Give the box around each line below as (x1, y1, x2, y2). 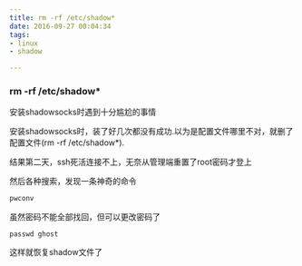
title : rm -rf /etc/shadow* (9, 13, 116, 23)
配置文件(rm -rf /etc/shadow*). (9, 137, 125, 148)
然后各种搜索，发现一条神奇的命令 (9, 176, 137, 187)
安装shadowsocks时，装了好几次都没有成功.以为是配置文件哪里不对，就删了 (9, 126, 294, 137)
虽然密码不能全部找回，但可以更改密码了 (9, 212, 161, 222)
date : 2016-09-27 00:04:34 (9, 22, 112, 31)
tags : (9, 30, 30, 39)
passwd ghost (9, 230, 59, 239)
